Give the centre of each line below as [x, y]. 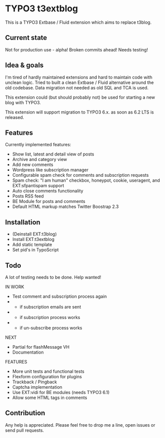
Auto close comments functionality [48, 191]
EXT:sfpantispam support [38, 186]
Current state [26, 38]
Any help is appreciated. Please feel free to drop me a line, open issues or [80, 425]
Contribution [25, 413]
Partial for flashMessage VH [41, 347]
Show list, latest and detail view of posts [53, 154]
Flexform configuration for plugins [47, 377]
